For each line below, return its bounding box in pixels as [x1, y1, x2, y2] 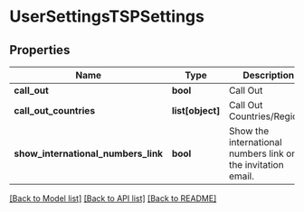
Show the [229, 124, 270, 137]
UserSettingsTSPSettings [9, 6, 205, 27]
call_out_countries [14, 105, 96, 116]
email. [229, 170, 255, 182]
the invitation [229, 159, 284, 171]
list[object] [171, 105, 221, 116]
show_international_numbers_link [14, 147, 164, 160]
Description [242, 69, 295, 81]
